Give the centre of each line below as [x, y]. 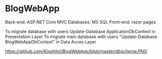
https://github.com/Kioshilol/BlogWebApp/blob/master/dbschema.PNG [76, 51]
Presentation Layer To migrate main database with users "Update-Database [81, 37]
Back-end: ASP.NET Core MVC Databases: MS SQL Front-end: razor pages [81, 22]
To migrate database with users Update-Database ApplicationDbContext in [80, 31]
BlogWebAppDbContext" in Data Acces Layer [51, 41]
